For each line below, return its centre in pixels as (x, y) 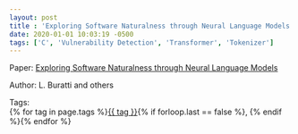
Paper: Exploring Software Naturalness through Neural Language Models (144, 68)
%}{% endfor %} (40, 121)
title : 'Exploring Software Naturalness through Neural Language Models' (152, 26)
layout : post (34, 17)
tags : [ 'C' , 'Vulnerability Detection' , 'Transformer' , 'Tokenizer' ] (142, 42)
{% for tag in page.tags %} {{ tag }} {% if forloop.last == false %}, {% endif (145, 112)
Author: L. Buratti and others (62, 85)
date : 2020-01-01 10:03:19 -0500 (72, 34)
